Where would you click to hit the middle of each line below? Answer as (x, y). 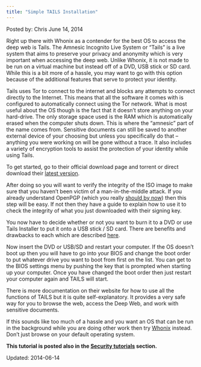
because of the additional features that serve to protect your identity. (92, 79)
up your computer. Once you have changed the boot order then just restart (99, 272)
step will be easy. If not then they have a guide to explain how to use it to (96, 204)
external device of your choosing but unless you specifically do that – (92, 136)
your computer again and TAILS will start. (57, 279)
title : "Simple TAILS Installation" (52, 12)
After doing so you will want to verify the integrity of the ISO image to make (100, 185)
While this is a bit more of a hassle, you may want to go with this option (94, 72)
